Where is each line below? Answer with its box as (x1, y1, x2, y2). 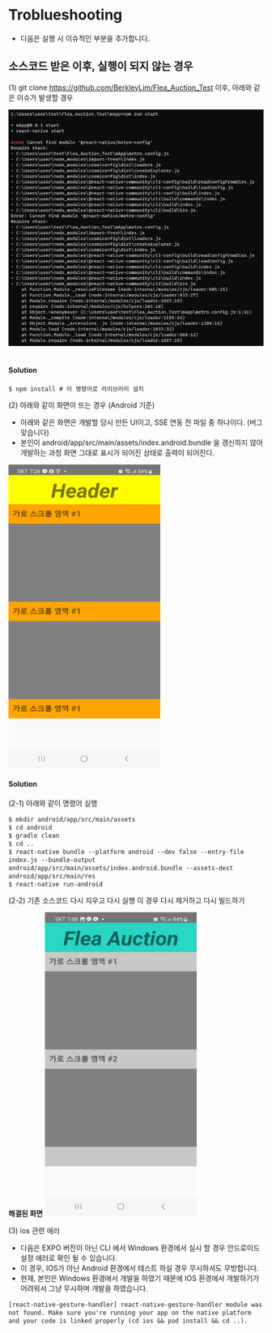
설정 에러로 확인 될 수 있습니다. (19, 1254, 117, 1263)
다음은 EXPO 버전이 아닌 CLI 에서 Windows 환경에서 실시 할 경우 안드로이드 (19, 1243, 261, 1253)
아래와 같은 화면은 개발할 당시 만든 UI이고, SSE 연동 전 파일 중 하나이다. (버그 (19, 417, 263, 427)
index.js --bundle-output (8, 857, 96, 865)
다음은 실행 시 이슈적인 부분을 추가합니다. (19, 33, 151, 43)
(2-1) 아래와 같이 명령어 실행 (8, 798, 98, 808)
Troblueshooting (8, 6, 123, 24)
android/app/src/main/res (8, 873, 96, 881)
